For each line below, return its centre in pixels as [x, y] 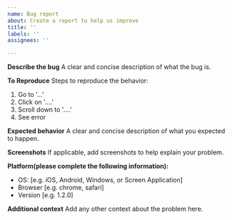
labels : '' [24, 34]
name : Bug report [33, 14]
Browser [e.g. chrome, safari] [61, 188]
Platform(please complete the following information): [88, 166]
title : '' [22, 27]
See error [32, 117]
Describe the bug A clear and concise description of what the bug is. [109, 67]
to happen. [23, 139]
